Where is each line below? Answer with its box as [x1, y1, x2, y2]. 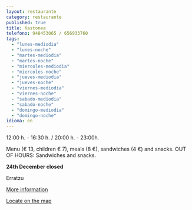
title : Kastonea [6, 25, 46, 31]
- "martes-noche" [11, 58, 54, 64]
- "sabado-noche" [11, 101, 54, 108]
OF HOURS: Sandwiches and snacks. [6, 152, 96, 159]
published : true [6, 19, 46, 25]
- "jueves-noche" [11, 80, 54, 86]
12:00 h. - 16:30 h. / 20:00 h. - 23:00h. [6, 134, 100, 141]
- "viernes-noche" [11, 91, 57, 96]
